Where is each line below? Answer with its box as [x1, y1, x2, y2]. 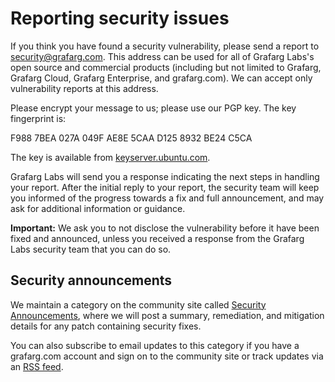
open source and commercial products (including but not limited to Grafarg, [10, 61, 322, 73]
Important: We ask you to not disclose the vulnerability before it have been [10, 222, 320, 234]
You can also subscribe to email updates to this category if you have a [10, 339, 300, 351]
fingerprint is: [10, 112, 67, 124]
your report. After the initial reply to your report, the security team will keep [10, 181, 320, 193]
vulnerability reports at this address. [10, 82, 159, 94]
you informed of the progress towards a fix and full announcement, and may [10, 192, 325, 204]
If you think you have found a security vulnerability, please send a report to [10, 40, 320, 52]
